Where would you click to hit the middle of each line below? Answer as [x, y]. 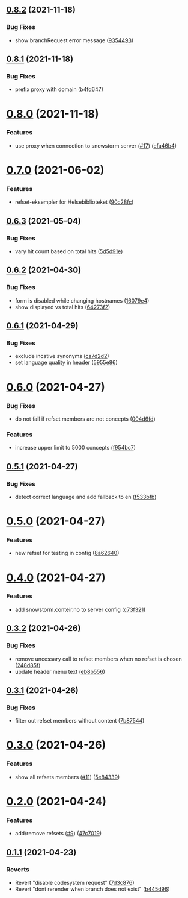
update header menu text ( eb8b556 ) [60, 671]
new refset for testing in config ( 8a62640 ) [67, 553]
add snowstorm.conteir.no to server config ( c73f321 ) [80, 609]
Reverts [18, 869]
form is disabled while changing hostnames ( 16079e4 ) [82, 300]
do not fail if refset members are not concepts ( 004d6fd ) [85, 419]
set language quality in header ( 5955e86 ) [66, 363]
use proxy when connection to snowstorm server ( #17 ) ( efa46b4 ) [96, 146]
